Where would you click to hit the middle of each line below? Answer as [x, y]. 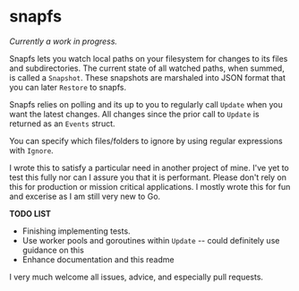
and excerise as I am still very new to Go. [85, 196]
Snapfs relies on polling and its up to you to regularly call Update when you [146, 104]
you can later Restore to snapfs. [68, 87]
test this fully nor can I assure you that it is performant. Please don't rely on [148, 177]
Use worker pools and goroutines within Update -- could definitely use [151, 240]
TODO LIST [30, 213]
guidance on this [53, 250]
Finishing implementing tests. [77, 231]
